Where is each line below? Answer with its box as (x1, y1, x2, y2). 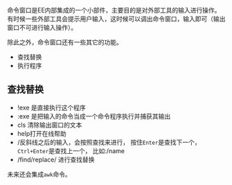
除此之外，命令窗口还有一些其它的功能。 (7, 38, 123, 46)
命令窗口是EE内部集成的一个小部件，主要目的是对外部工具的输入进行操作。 (7, 6, 221, 14)
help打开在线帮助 (17, 129, 67, 137)
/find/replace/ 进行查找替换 (17, 155, 95, 164)
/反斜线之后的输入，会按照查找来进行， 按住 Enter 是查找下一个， (17, 138, 201, 146)
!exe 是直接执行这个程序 (17, 103, 87, 112)
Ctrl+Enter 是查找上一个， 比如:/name (17, 146, 125, 155)
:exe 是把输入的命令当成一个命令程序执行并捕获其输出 (17, 112, 171, 120)
